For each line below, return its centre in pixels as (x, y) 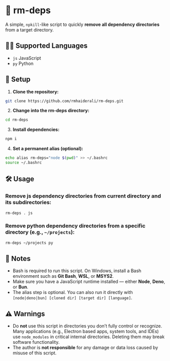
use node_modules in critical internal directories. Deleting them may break (89, 337)
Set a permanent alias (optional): (48, 149)
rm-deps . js (19, 213)
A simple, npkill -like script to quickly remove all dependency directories (82, 24)
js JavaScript (27, 58)
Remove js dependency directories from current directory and (83, 196)
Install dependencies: (36, 129)
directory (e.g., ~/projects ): (40, 232)
